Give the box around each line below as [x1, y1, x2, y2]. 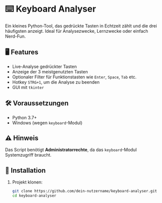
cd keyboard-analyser [12, 193, 56, 198]
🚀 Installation [5, 166, 46, 175]
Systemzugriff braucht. [5, 152, 52, 158]
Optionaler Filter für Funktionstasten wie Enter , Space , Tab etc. [12, 74, 137, 80]
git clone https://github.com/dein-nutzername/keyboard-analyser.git [12, 189, 158, 194]
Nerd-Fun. [5, 33, 26, 39]
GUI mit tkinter [12, 84, 44, 90]
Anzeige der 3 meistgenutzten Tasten [12, 68, 88, 74]
